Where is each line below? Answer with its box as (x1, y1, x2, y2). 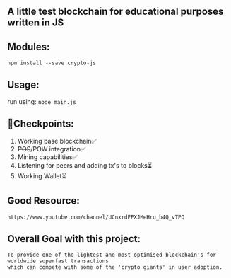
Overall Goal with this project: (7, 233, 141, 245)
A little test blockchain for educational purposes (7, 6, 224, 18)
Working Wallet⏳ (17, 171, 67, 180)
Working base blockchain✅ (17, 137, 97, 145)
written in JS (7, 17, 64, 29)
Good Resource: (7, 195, 80, 207)
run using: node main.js (7, 98, 76, 106)
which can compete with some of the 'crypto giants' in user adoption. (7, 264, 223, 271)
